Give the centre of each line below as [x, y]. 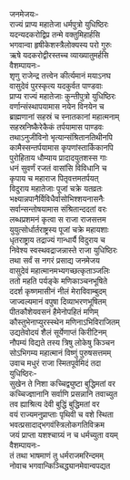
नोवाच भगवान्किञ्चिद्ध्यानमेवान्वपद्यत [60, 466]
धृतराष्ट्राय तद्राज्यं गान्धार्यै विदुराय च [58, 240]
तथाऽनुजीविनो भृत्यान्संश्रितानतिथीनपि [61, 137]
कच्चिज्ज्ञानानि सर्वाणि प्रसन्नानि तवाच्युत [64, 394]
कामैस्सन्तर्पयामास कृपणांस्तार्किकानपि [61, 147]
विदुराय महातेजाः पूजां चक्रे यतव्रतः [56, 188]
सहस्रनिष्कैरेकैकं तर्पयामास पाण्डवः [56, 127]
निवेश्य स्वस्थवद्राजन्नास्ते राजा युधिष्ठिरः [64, 250]
